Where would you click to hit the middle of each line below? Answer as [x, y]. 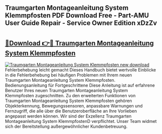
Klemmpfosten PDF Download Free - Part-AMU [77, 16]
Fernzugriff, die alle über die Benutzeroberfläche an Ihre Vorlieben [71, 111]
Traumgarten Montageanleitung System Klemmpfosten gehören [68, 101]
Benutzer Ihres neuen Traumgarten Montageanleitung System [66, 90]
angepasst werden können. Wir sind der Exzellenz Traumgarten [68, 116]
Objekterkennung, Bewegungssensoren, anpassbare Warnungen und [74, 106]
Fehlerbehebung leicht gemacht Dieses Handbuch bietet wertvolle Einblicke [81, 70]
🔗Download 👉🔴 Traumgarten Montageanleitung [79, 43]
